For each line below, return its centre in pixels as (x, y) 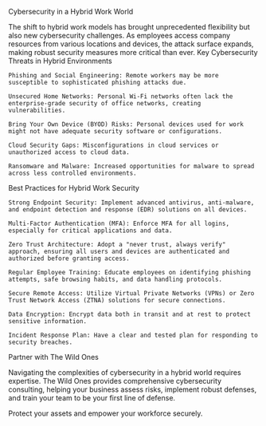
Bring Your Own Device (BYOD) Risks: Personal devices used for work (126, 124)
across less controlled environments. (72, 173)
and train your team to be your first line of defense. (92, 398)
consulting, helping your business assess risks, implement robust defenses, (133, 389)
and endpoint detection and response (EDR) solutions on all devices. (128, 210)
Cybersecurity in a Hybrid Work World (71, 12)
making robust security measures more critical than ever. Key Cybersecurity (133, 52)
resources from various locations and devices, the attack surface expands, (131, 44)
